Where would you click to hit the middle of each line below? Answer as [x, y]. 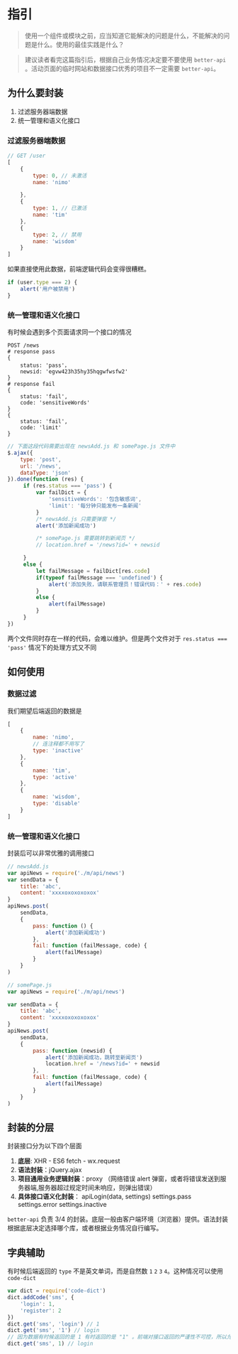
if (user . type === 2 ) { [42, 283]
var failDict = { [61, 493]
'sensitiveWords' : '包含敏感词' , [95, 499]
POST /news [23, 345]
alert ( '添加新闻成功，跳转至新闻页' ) [94, 1057]
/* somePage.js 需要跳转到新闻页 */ [86, 538]
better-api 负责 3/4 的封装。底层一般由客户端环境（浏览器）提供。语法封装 [118, 1219]
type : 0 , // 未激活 [60, 176]
